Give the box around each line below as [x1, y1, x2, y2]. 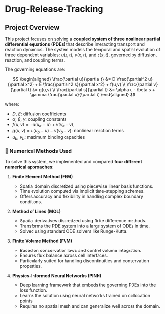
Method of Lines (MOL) [12, 208, 61, 214]
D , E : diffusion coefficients [12, 111, 66, 117]
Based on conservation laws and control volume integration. [19, 247, 142, 253]
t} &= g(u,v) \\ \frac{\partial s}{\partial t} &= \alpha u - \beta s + [28, 87, 155, 92]
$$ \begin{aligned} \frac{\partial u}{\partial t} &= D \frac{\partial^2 [13, 76, 147, 82]
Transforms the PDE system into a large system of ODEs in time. [19, 223, 150, 229]
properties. [19, 263, 42, 269]
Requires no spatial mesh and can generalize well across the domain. [19, 303, 160, 309]
